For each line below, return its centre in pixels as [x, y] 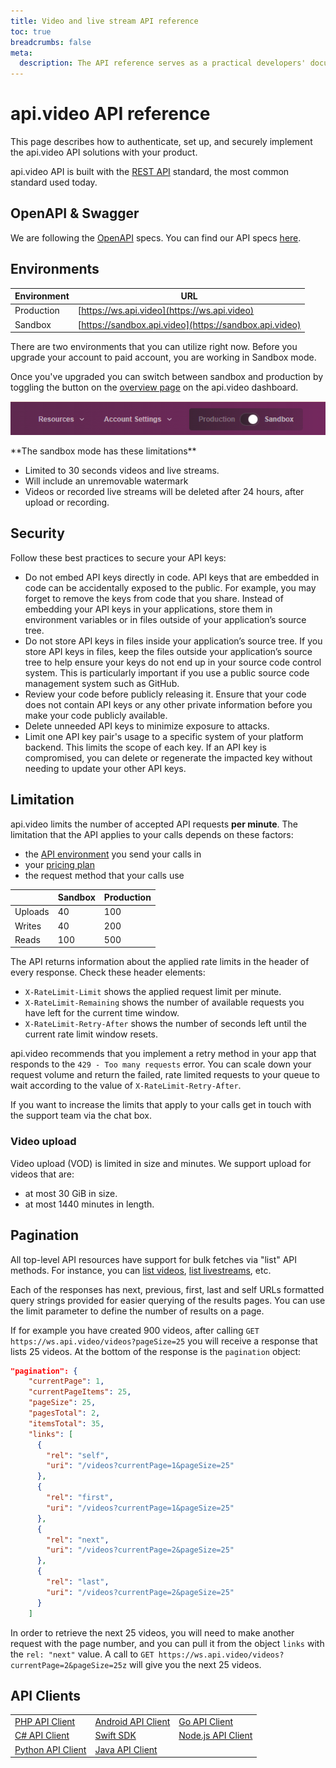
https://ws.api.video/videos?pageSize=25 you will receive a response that [164, 1341]
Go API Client [206, 1722]
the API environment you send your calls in [113, 854]
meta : [21, 53]
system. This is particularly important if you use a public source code [167, 672]
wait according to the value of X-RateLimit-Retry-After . [126, 1086]
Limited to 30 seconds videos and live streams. [122, 471]
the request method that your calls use [104, 875]
